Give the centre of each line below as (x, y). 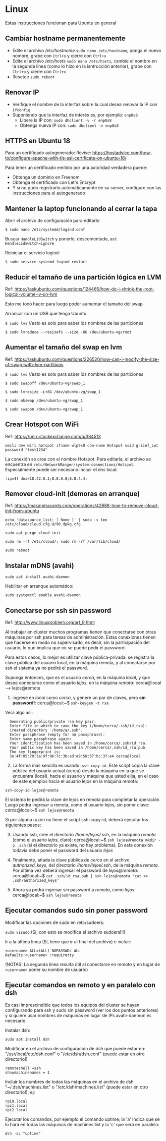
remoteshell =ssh (23, 1068)
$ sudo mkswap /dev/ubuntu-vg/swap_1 (44, 400)
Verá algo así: (19, 713)
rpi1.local (16, 1106)
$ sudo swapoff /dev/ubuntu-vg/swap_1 (45, 383)
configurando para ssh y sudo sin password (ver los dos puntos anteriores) (82, 1010)
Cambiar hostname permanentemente (65, 38)
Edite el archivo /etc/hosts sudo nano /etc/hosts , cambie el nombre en (84, 61)
